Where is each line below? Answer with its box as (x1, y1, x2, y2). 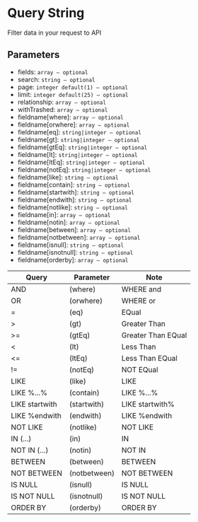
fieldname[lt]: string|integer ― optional (17, 150, 138, 158)
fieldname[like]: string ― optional (17, 173, 119, 181)
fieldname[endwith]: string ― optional (17, 195, 132, 204)
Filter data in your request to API (7, 28, 102, 37)
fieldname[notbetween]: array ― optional (17, 233, 141, 241)
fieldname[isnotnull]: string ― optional (17, 248, 134, 256)
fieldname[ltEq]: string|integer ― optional (17, 158, 146, 166)
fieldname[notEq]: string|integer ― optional (17, 165, 151, 174)
